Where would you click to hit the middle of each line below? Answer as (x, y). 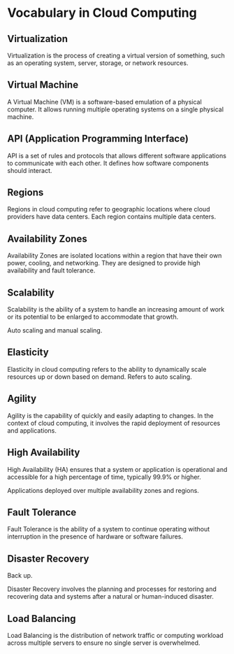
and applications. (32, 430)
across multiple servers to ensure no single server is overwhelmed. (104, 643)
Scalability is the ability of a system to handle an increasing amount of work (116, 309)
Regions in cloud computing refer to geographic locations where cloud (109, 209)
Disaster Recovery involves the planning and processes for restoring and (112, 589)
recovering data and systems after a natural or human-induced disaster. (111, 597)
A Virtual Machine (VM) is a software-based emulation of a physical (105, 102)
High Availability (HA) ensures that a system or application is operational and (117, 469)
